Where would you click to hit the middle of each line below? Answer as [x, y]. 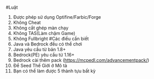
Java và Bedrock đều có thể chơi [48, 44]
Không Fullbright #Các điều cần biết [51, 38]
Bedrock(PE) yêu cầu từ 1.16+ [44, 55]
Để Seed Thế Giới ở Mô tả [40, 66]
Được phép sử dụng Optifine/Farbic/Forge [57, 17]
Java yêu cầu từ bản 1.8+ [39, 49]
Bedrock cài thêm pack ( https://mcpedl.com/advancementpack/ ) [81, 60]
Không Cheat [27, 23]
